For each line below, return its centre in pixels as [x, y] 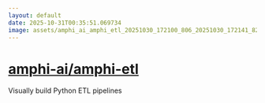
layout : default [35, 15]
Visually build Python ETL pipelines [65, 90]
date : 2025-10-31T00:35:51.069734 [65, 23]
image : [19, 30]
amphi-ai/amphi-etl [74, 69]
